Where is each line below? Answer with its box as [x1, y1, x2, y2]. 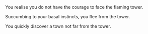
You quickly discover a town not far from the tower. [5, 23, 112, 29]
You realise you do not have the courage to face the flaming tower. [5, 4, 143, 10]
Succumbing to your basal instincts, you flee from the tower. [5, 14, 130, 19]
